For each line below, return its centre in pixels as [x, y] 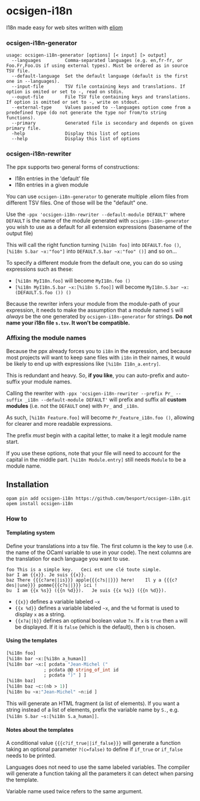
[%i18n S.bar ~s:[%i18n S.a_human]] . [53, 716]
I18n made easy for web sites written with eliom [65, 27]
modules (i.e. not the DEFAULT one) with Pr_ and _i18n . [73, 406]
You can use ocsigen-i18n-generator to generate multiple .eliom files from [98, 196]
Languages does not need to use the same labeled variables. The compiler [98, 767]
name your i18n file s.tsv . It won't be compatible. [68, 323]
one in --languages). [33, 82]
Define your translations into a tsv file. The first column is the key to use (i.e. [100, 546]
